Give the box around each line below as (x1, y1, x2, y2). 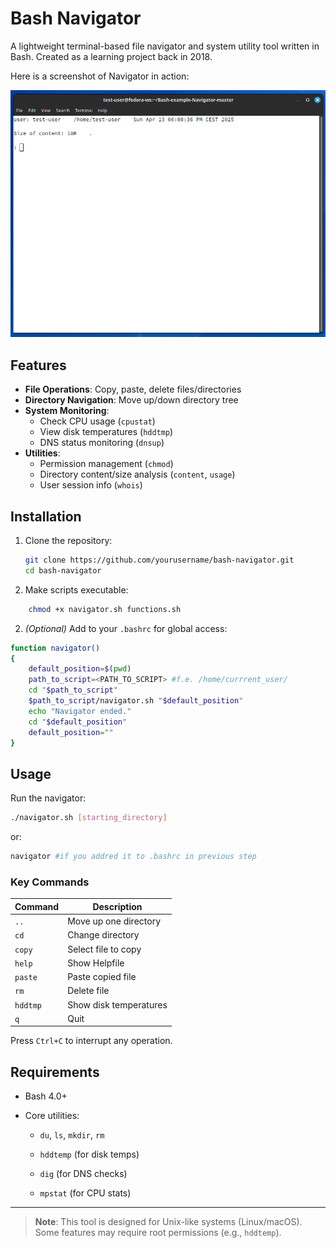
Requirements (10, 1063, 100, 1081)
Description (92, 900, 143, 912)
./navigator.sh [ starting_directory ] (10, 813, 168, 823)
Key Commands (10, 875, 90, 889)
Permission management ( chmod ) (39, 458, 174, 470)
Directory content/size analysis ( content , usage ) (39, 468, 236, 481)
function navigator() (10, 643, 101, 653)
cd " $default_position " (28, 717, 128, 727)
